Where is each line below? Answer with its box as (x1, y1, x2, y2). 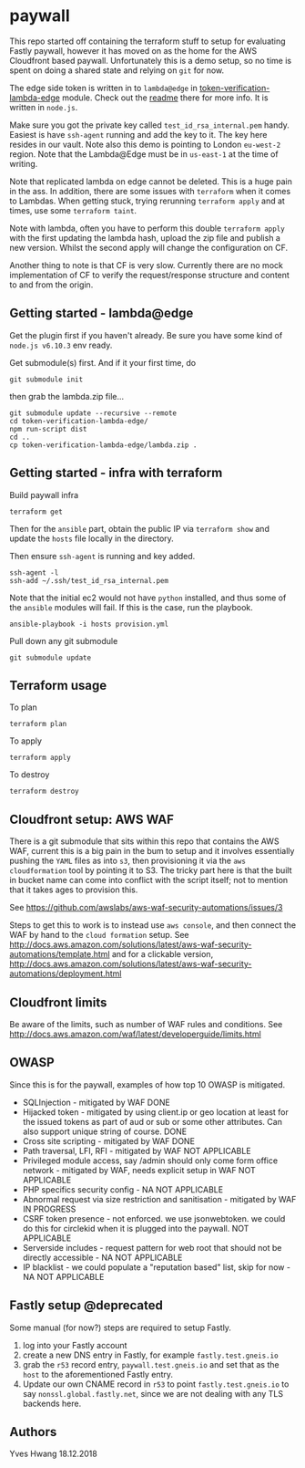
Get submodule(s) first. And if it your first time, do (9, 357, 197, 368)
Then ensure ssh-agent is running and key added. (9, 550, 196, 561)
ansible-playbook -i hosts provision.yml (9, 619, 169, 629)
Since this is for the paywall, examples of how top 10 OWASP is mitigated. (9, 1078, 286, 1090)
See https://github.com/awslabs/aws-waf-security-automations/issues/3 (9, 902, 283, 913)
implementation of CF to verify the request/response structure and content (9, 269, 290, 280)
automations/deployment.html (9, 968, 122, 979)
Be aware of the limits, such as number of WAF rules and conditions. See (9, 1019, 283, 1029)
